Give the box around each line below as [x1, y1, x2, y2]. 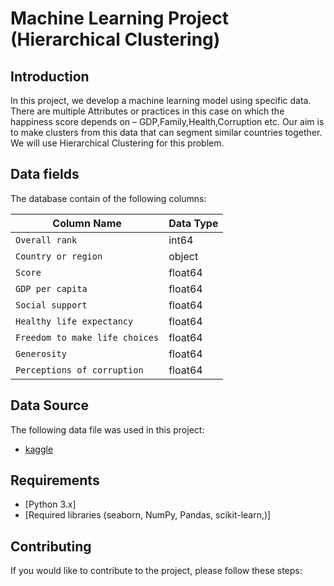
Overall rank [15, 234, 78, 246]
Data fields [10, 166, 80, 183]
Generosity [15, 348, 67, 359]
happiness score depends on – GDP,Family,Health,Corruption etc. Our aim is [10, 116, 325, 127]
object [168, 249, 199, 263]
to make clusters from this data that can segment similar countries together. [10, 127, 323, 138]
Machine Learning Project [10, 7, 230, 30]
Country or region [15, 250, 103, 262]
